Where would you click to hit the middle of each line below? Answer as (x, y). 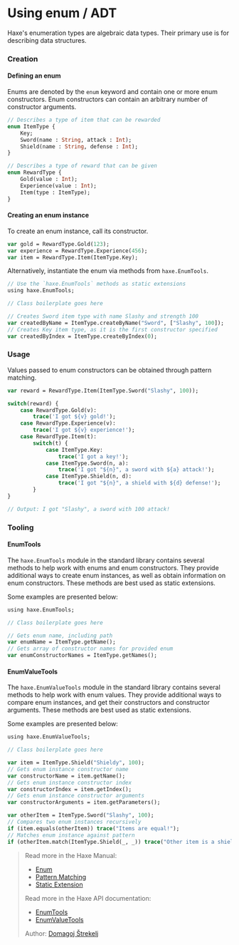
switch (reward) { (33, 403)
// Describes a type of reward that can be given (83, 166)
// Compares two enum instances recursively (74, 822)
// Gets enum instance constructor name (68, 769)
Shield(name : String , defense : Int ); (79, 146)
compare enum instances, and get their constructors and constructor (108, 703)
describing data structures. (47, 40)
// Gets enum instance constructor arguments (76, 796)
